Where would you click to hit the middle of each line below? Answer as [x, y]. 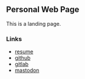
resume [24, 51]
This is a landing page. [34, 23]
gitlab [22, 64]
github [22, 58]
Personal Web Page [43, 10]
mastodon [27, 70]
